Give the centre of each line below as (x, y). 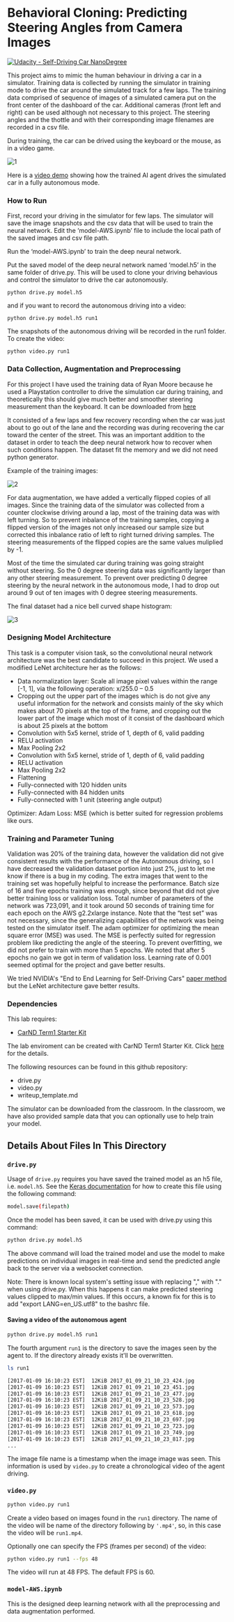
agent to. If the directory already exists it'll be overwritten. (90, 1355)
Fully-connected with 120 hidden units (72, 785)
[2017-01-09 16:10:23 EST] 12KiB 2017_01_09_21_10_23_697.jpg (101, 1420)
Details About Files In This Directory (87, 1145)
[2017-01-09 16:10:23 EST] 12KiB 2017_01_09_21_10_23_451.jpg (101, 1387)
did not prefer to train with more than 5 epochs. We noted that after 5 (106, 950)
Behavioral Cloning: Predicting (97, 13)
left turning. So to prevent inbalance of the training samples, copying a (108, 520)
